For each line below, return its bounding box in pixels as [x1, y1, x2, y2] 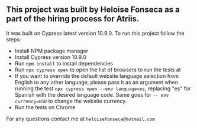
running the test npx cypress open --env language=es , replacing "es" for [14, 85, 191, 92]
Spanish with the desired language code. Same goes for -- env [14, 91, 169, 98]
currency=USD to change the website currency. [14, 97, 127, 104]
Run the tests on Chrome [14, 103, 76, 111]
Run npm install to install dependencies [14, 60, 114, 67]
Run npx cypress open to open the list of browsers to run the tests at [14, 66, 182, 73]
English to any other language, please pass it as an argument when [14, 78, 179, 86]
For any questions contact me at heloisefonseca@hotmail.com [6, 115, 155, 122]
